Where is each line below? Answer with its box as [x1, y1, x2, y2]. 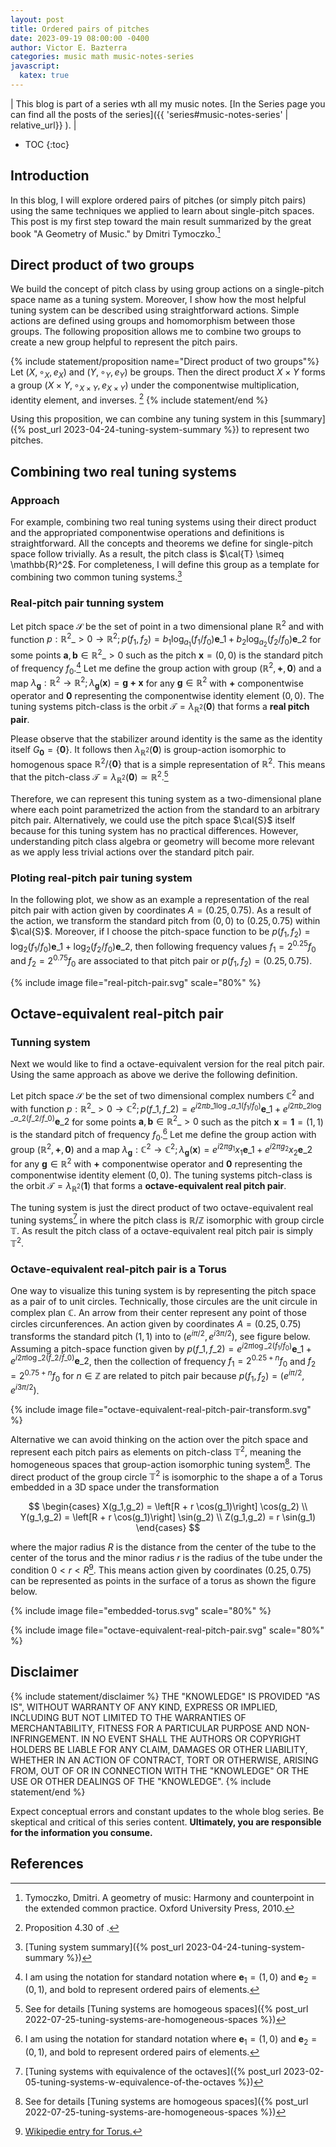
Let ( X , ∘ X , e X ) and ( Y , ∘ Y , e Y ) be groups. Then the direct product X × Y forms [10, 366, 326, 380]
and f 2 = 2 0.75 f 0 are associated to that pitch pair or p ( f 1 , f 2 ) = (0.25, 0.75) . [10, 953, 313, 969]
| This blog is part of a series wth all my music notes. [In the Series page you [10, 97, 326, 110]
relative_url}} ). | [10, 119, 77, 131]
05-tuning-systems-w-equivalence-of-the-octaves [24, 2076, 236, 2088]
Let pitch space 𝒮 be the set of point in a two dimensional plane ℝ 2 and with [10, 619, 325, 632]
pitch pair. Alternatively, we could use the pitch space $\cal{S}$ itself [10, 814, 296, 826]
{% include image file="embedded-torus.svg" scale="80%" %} [10, 1604, 272, 1616]
